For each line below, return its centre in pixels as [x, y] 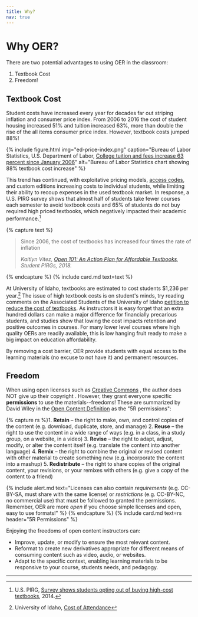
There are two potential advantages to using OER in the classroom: [87, 63]
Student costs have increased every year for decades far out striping [90, 113]
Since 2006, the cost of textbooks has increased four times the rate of [106, 241]
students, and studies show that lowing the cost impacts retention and [91, 321]
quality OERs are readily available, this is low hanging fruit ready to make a [97, 333]
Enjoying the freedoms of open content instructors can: [73, 531]
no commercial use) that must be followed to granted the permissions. [91, 501]
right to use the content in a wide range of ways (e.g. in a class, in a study [96, 433]
